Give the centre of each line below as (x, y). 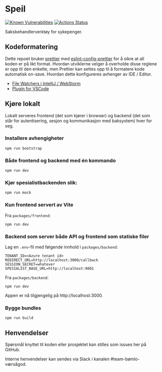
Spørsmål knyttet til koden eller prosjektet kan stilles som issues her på (76, 344)
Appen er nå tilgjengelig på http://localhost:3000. (54, 295)
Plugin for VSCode (30, 89)
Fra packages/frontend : (28, 215)
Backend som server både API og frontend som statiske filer (77, 236)
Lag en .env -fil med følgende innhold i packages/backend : (62, 247)
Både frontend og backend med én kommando (60, 160)
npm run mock (18, 193)
